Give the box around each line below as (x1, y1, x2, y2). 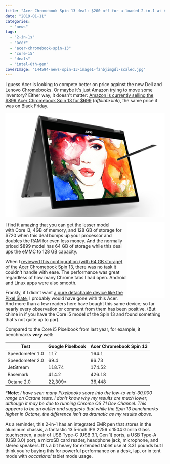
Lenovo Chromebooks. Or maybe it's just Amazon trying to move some (5, 87, 153, 93)
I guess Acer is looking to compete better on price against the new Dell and (5, 81, 162, 88)
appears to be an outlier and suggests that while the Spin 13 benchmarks (5, 406, 158, 412)
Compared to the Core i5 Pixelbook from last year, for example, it (5, 326, 141, 332)
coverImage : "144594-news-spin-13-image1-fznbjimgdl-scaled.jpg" (5, 67, 146, 72)
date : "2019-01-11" (5, 13, 47, 19)
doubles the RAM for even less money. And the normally (5, 238, 122, 244)
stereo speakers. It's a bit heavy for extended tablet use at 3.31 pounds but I (5, 443, 164, 449)
